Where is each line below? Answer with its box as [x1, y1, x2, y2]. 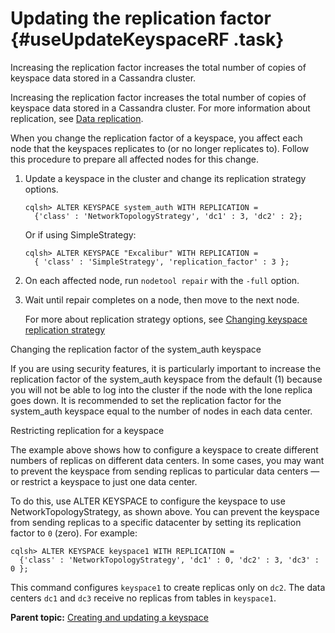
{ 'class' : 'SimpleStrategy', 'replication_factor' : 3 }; [34, 257, 290, 267]
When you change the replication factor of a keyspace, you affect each [10, 132, 303, 144]
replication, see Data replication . [10, 112, 144, 124]
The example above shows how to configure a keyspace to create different [10, 443, 319, 456]
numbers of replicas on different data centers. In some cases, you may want [10, 454, 325, 466]
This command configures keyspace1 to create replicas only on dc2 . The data [10, 581, 326, 593]
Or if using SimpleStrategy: [24, 228, 137, 241]
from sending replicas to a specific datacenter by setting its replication [10, 516, 302, 528]
